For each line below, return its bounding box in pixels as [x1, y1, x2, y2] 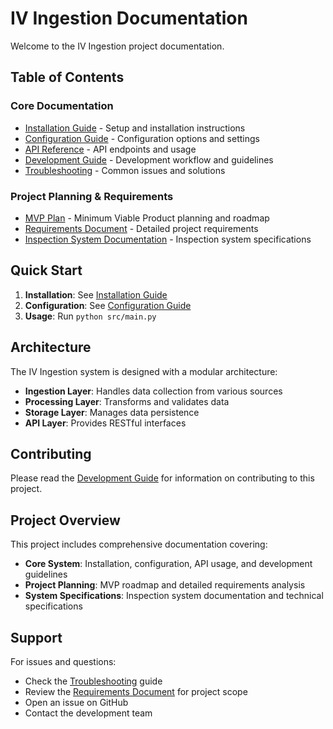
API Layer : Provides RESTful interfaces [24, 417, 187, 429]
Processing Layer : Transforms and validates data [24, 395, 230, 407]
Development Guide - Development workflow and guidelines [24, 153, 274, 166]
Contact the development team [24, 707, 153, 719]
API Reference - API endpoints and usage [24, 143, 197, 155]
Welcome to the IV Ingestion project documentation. [10, 40, 225, 52]
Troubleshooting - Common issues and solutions [24, 164, 226, 176]
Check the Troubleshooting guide [24, 675, 163, 687]
